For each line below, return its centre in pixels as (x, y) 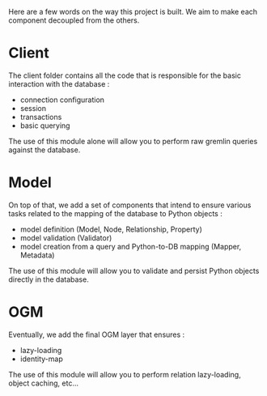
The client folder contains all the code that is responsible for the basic (125, 75)
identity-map (41, 359)
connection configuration (62, 100)
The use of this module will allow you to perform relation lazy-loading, (125, 374)
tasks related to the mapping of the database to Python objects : (115, 213)
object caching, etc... (44, 383)
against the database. (44, 150)
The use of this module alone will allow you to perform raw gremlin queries (133, 141)
